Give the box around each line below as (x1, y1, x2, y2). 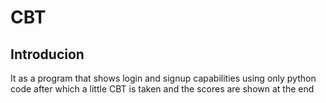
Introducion (10, 46, 85, 63)
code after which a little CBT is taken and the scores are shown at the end (10, 83, 315, 95)
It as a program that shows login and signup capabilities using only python (10, 72, 317, 84)
